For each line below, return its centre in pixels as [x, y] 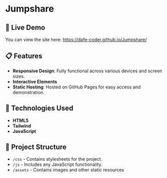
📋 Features [24, 56]
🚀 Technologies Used [39, 108]
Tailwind [22, 126]
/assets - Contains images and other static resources [68, 170]
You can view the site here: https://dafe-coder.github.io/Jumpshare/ [76, 39]
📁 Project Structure [36, 147]
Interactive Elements [35, 81]
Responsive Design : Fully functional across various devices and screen [87, 71]
